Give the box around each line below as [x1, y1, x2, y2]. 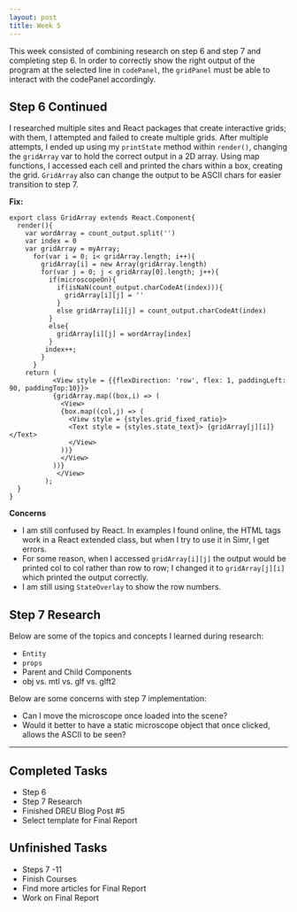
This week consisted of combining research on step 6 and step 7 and [9, 45, 262, 56]
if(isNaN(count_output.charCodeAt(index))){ [56, 283, 224, 292]
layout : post [9, 12, 57, 22]
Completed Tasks [9, 763, 108, 778]
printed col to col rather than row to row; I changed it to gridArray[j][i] [21, 563, 286, 574]
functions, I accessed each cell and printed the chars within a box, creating [9, 160, 283, 171]
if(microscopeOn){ [48, 275, 117, 284]
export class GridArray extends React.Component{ [9, 213, 196, 222]
